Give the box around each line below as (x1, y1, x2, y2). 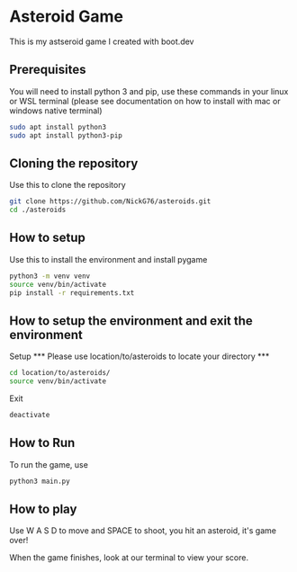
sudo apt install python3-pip (9, 130, 123, 140)
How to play (9, 502, 77, 517)
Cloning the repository (9, 156, 139, 171)
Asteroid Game (9, 6, 124, 27)
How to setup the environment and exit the (9, 313, 254, 328)
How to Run (9, 435, 76, 451)
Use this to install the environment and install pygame (9, 254, 208, 264)
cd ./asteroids (9, 205, 67, 215)
